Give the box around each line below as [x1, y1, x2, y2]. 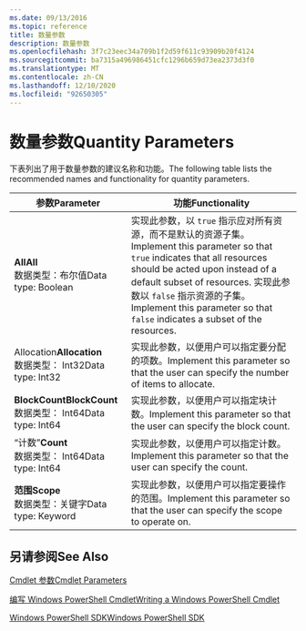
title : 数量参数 [9, 30, 66, 39]
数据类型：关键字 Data [14, 498, 107, 511]
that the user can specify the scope [130, 504, 283, 517]
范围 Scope [14, 484, 61, 497]
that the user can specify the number [130, 366, 290, 379]
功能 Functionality [172, 197, 250, 209]
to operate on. [130, 515, 191, 528]
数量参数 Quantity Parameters [9, 131, 235, 152]
